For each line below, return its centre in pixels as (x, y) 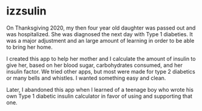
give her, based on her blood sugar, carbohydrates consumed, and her (95, 65)
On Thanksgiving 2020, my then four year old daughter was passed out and (101, 28)
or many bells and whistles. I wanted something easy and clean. (86, 78)
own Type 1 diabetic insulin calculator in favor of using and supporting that (99, 96)
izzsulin (26, 11)
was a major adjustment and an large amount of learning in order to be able (100, 40)
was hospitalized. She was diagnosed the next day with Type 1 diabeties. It (99, 34)
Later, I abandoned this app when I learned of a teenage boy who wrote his (100, 89)
